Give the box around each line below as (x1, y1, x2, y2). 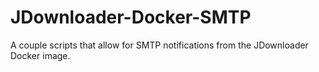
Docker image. (10, 49, 71, 61)
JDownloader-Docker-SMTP (10, 6, 252, 29)
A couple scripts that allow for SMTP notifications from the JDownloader (10, 39, 309, 51)
